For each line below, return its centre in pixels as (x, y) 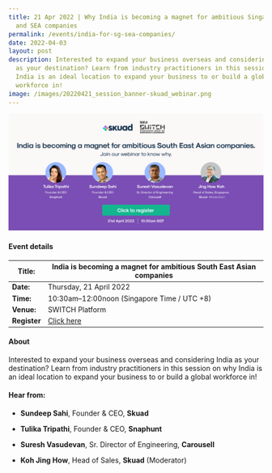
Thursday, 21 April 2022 (89, 287)
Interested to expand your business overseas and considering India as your (134, 359)
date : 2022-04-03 (38, 43)
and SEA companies (47, 25)
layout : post (30, 51)
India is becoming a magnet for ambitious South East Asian (154, 267)
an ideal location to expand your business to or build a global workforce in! (133, 377)
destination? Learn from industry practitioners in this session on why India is (136, 368)
